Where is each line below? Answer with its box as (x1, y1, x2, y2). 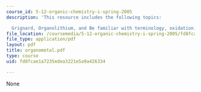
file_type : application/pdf (6, 36, 77, 42)
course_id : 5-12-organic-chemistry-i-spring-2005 (6, 8, 133, 15)
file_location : (6, 30, 44, 36)
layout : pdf (6, 42, 36, 48)
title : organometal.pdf (6, 47, 66, 54)
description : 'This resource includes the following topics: (6, 14, 162, 20)
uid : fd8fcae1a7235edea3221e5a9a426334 (6, 58, 106, 65)
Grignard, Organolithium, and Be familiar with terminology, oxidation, (11, 25, 197, 31)
